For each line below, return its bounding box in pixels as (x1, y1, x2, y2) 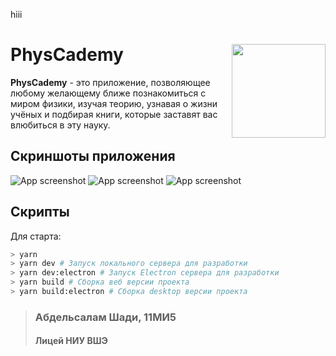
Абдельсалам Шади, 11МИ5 (34, 310, 177, 324)
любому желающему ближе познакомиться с (10, 87, 207, 99)
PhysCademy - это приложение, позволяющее (10, 76, 211, 88)
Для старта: (10, 230, 62, 242)
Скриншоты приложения (10, 148, 176, 165)
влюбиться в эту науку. (10, 119, 111, 131)
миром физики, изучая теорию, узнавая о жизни (10, 97, 218, 109)
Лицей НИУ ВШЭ (34, 335, 108, 347)
